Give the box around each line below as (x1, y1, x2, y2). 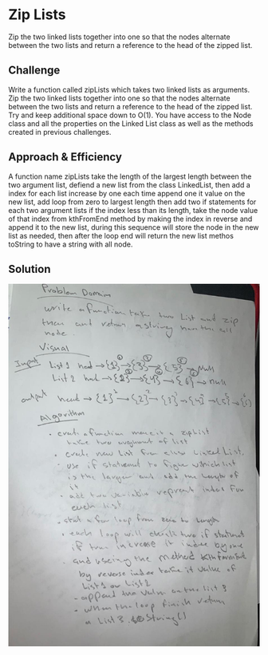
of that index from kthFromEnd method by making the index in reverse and (8, 214, 253, 223)
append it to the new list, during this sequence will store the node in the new (8, 222, 259, 232)
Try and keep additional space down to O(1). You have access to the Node (8, 110, 252, 120)
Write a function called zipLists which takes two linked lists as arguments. (8, 85, 250, 94)
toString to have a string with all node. (8, 239, 133, 249)
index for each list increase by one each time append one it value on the (8, 188, 246, 198)
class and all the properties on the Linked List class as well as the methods (8, 118, 254, 128)
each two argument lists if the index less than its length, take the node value (8, 205, 258, 215)
